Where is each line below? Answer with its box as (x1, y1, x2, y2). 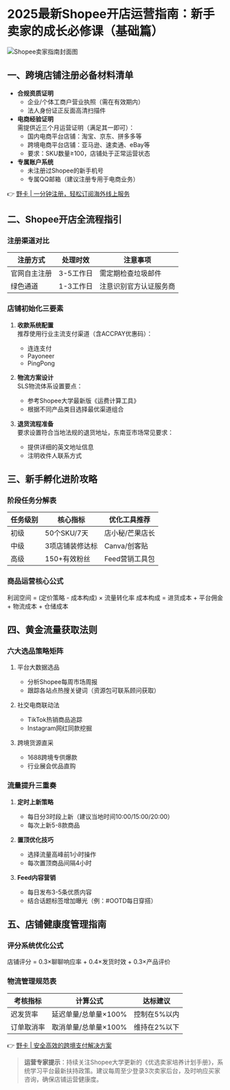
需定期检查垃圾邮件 (99, 269, 162, 278)
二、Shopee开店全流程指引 (7, 214, 122, 225)
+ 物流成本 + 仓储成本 (7, 602, 69, 610)
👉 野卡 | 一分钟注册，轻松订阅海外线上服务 (7, 190, 130, 198)
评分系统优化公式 (7, 941, 64, 951)
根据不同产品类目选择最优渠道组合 (27, 405, 124, 413)
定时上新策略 (16, 797, 54, 806)
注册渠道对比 (7, 236, 50, 246)
